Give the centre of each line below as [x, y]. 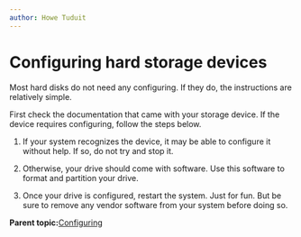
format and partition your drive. [80, 178]
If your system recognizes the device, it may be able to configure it [146, 141]
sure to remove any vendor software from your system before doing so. [155, 205]
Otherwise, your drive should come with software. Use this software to [154, 169]
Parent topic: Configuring [56, 223]
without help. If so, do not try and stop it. [98, 150]
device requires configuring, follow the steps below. [105, 123]
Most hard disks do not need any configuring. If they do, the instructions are [151, 87]
